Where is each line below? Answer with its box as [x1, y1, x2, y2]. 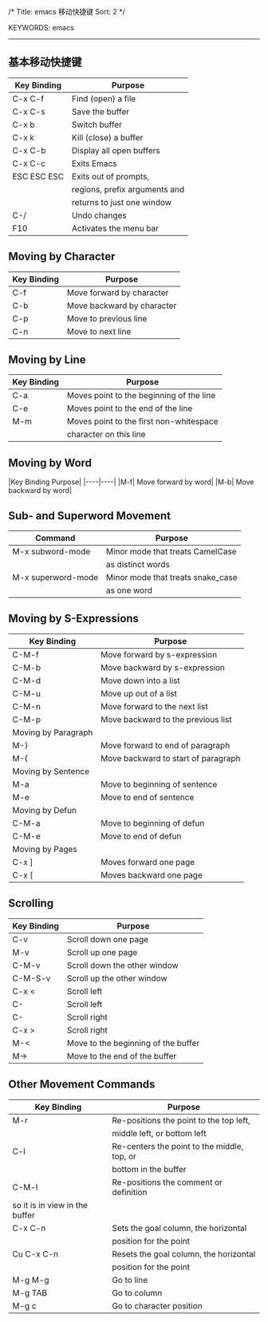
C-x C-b [12, 144, 46, 156]
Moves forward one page [100, 856, 195, 867]
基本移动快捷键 [8, 55, 82, 69]
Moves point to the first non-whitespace [66, 416, 219, 427]
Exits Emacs [71, 158, 117, 169]
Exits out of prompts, [71, 171, 150, 182]
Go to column [111, 1287, 163, 1298]
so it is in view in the [12, 1199, 88, 1210]
